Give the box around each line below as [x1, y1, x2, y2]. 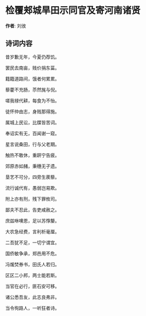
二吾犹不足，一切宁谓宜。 [5, 239, 60, 246]
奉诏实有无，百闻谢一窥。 [5, 130, 60, 136]
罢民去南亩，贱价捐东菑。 [5, 65, 60, 71]
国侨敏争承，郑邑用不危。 [5, 250, 60, 256]
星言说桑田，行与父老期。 [5, 141, 60, 147]
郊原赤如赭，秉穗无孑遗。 [5, 163, 60, 169]
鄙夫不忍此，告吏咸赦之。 [5, 207, 60, 213]
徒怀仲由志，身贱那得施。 [5, 108, 60, 115]
